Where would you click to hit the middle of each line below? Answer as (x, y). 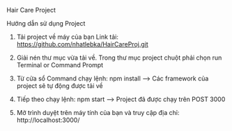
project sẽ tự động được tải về (60, 86)
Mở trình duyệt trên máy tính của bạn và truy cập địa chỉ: (98, 113)
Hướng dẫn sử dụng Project (46, 23)
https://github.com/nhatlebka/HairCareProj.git (83, 44)
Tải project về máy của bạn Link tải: (68, 37)
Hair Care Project (31, 10)
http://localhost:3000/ (48, 120)
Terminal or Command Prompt (60, 65)
